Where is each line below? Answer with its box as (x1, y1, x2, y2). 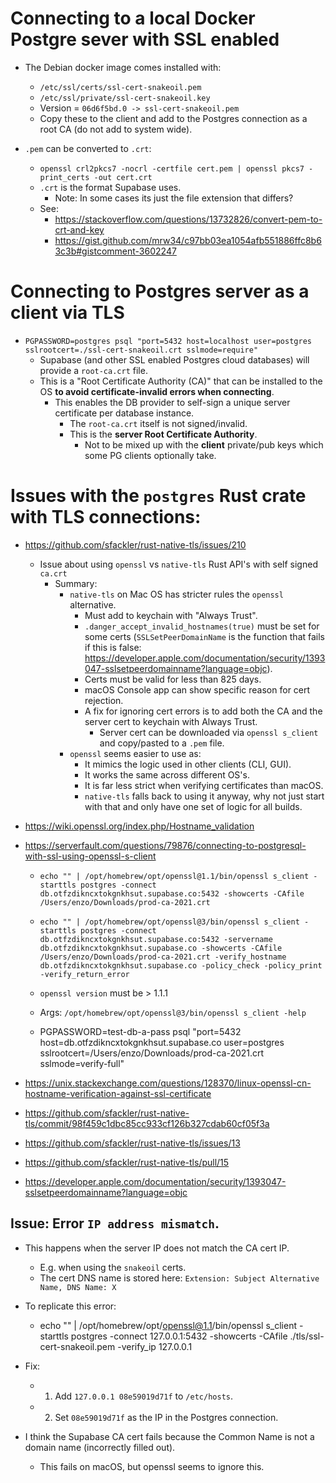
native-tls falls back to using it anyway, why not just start (84, 790, 325, 802)
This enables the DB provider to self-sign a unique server (54, 396, 291, 408)
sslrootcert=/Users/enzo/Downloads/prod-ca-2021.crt (39, 1047, 265, 1059)
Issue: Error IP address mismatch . (10, 1215, 220, 1232)
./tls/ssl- (289, 1330, 325, 1342)
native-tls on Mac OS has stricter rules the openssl (69, 588, 284, 600)
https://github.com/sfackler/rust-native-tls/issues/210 (24, 538, 247, 551)
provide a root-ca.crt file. (39, 364, 148, 376)
